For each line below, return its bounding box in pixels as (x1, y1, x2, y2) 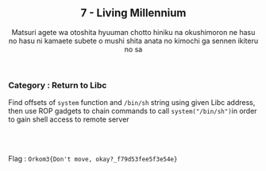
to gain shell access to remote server (8, 115, 129, 124)
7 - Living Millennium (80, 6, 187, 20)
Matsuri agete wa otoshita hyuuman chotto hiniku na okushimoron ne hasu (11, 27, 256, 37)
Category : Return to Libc (8, 80, 107, 91)
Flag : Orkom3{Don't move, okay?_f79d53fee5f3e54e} (8, 154, 178, 164)
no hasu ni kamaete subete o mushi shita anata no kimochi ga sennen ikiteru (8, 36, 259, 45)
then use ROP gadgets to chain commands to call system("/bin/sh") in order (8, 107, 257, 116)
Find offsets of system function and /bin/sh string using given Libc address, (8, 98, 256, 107)
